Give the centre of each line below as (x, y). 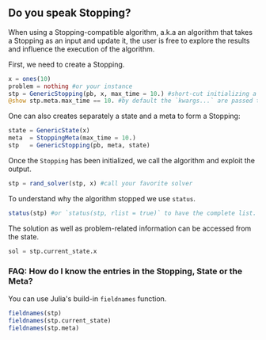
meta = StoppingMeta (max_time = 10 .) (72, 138)
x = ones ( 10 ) (30, 78)
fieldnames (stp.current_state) (60, 320)
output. (20, 169)
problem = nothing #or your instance (70, 86)
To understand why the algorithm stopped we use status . (102, 198)
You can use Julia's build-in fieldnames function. (87, 298)
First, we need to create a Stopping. (66, 64)
